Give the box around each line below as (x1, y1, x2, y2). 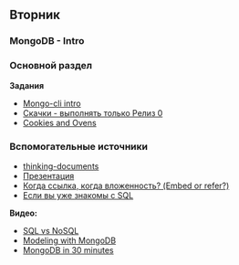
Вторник (9, 7, 61, 23)
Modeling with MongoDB (22, 235, 117, 246)
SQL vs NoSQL (22, 225, 79, 236)
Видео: (9, 207, 38, 218)
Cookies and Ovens (22, 117, 98, 128)
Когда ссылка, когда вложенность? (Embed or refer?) (22, 180, 230, 191)
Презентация (22, 170, 75, 181)
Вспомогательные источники (9, 140, 149, 153)
